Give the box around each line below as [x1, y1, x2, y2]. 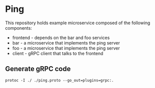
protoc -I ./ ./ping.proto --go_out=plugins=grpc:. [5, 78, 114, 83]
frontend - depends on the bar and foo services [12, 35, 110, 41]
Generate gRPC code [5, 65, 71, 73]
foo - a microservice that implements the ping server [12, 45, 120, 51]
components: [5, 25, 32, 31]
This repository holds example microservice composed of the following [5, 20, 151, 26]
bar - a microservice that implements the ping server [12, 40, 120, 45]
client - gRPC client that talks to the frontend [12, 50, 103, 56]
